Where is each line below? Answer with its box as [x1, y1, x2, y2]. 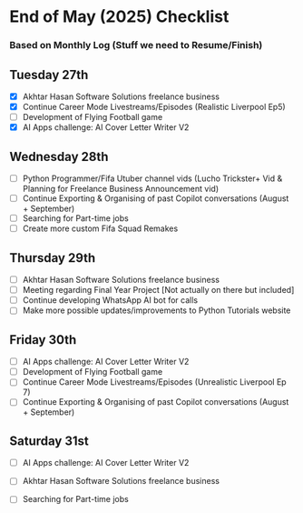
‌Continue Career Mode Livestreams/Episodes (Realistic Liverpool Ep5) [22, 101, 286, 112]
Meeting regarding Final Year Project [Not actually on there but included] [22, 285, 295, 296]
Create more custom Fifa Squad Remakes [22, 223, 179, 234]
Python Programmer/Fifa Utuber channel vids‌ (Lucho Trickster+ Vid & [22, 173, 283, 184]
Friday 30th [9, 332, 77, 347]
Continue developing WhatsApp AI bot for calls [22, 295, 198, 306]
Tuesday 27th [9, 66, 89, 83]
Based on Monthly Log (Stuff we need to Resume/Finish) [9, 39, 263, 52]
